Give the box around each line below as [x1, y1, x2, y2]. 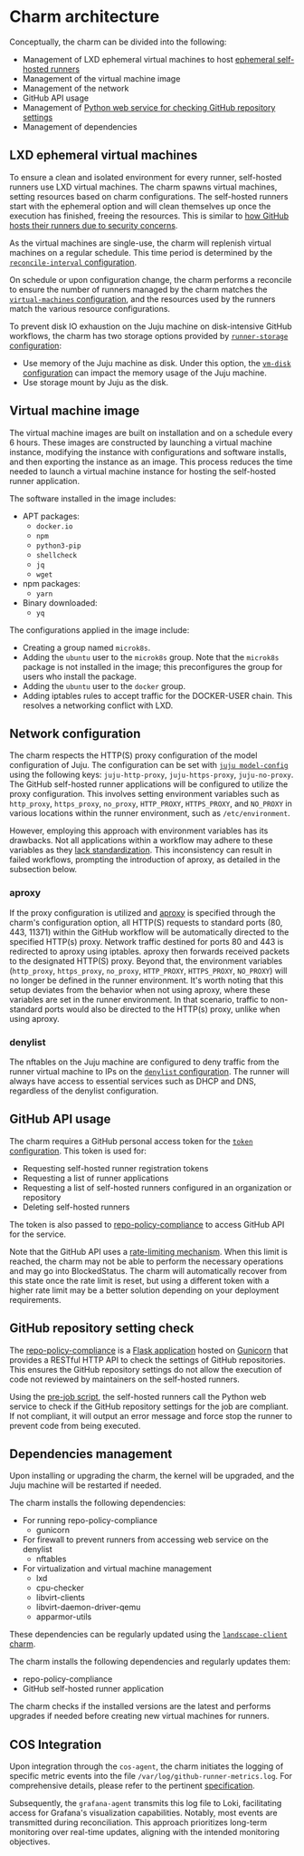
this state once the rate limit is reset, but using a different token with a [9, 1275, 270, 1286]
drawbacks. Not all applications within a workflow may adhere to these [9, 835, 273, 846]
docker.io [35, 521, 74, 531]
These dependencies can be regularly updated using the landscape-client [9, 1629, 288, 1640]
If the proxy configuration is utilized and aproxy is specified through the [9, 907, 276, 918]
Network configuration [9, 725, 141, 741]
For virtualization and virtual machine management [22, 1563, 213, 1574]
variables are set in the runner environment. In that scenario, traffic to [9, 994, 269, 1005]
